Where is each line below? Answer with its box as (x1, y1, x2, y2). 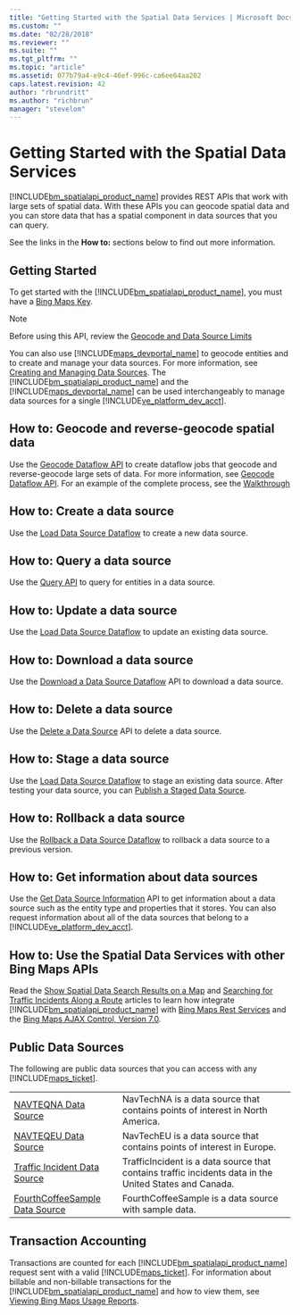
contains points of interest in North (121, 1103, 268, 1116)
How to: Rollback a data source (9, 811, 186, 826)
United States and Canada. (121, 1178, 235, 1190)
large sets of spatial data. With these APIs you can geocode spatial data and (9, 201, 290, 212)
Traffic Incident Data (13, 1161, 100, 1173)
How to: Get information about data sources (9, 870, 259, 885)
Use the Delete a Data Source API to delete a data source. (9, 725, 222, 737)
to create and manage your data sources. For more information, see (9, 358, 258, 368)
